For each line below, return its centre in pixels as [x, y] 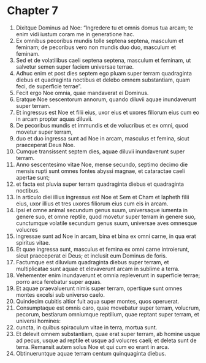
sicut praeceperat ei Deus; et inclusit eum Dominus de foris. [91, 256]
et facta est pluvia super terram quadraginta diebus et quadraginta [100, 184]
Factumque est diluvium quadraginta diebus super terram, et [92, 262]
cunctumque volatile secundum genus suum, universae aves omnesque [106, 223]
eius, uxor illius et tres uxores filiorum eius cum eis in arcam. [92, 204]
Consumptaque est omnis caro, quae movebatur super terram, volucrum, [108, 308]
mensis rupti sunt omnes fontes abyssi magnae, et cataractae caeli [100, 171]
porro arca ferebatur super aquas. [59, 281]
